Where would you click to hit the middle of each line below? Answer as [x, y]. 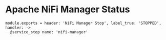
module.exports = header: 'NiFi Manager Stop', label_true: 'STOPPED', [83, 23]
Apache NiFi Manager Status [68, 9]
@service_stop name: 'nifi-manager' [49, 32]
